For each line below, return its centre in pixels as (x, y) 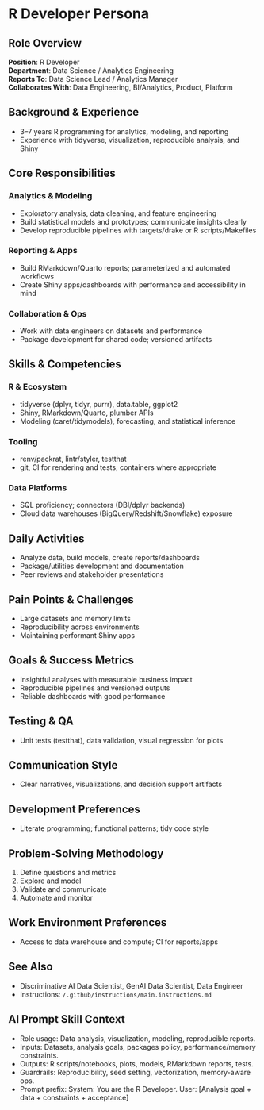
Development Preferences (75, 809)
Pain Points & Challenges (71, 599)
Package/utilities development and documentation (101, 566)
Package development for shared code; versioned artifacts (116, 340)
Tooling (23, 441)
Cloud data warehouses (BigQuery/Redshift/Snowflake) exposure (126, 513)
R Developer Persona (79, 14)
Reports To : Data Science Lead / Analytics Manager (93, 79)
